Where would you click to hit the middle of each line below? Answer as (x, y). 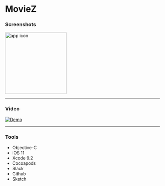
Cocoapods (24, 163)
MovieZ (21, 9)
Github (19, 174)
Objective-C (25, 148)
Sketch (19, 179)
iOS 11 (18, 153)
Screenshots (21, 25)
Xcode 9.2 (23, 158)
